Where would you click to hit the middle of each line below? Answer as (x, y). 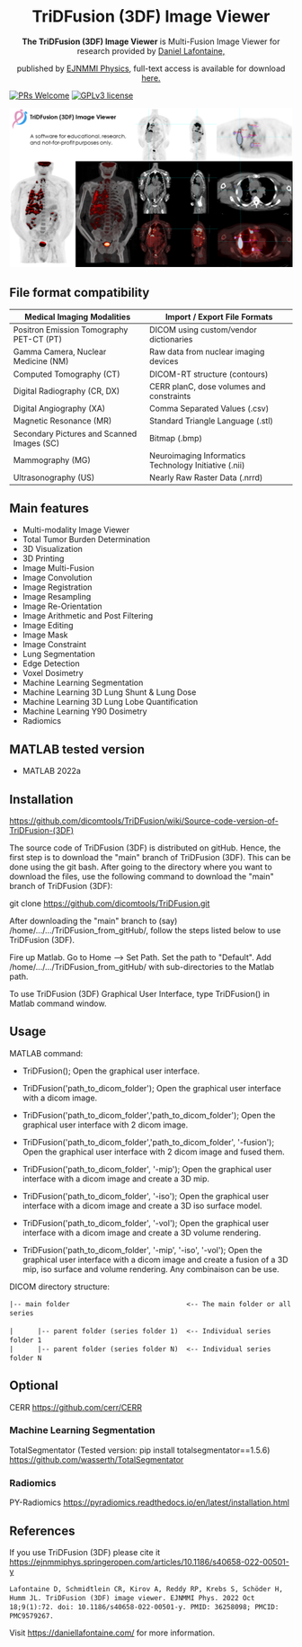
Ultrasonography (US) (54, 477)
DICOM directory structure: (60, 1286)
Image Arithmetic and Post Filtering (88, 616)
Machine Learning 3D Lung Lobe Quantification (110, 702)
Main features (49, 508)
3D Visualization (53, 549)
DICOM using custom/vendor (204, 329)
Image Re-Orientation (62, 606)
